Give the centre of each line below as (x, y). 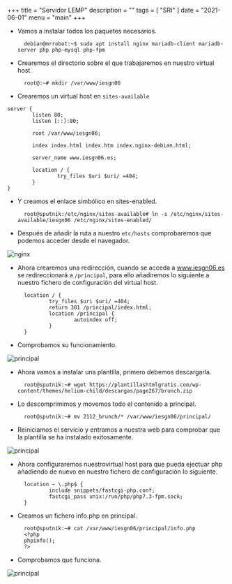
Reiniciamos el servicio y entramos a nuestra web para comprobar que (119, 430)
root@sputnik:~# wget (55, 385)
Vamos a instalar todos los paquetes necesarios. (87, 31)
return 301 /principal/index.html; (100, 307)
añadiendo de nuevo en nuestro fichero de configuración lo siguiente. (117, 472)
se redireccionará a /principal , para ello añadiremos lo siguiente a (113, 275)
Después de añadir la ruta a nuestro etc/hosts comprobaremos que (114, 233)
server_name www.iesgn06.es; (75, 158)
